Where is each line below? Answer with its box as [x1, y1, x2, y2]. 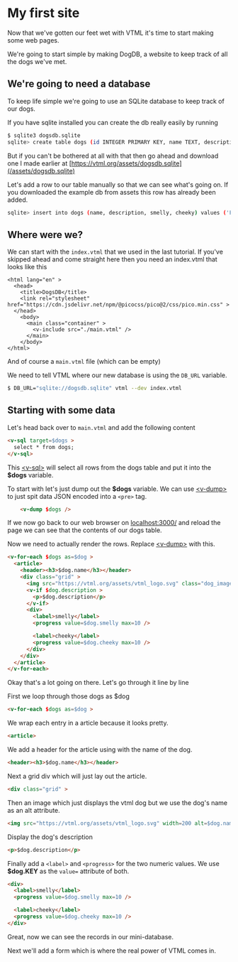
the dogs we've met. [7, 57, 67, 65]
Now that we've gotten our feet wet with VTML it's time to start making [7, 28, 214, 37]
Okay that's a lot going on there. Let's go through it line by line [7, 679, 189, 687]
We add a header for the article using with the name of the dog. [7, 745, 193, 754]
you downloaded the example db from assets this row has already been [7, 188, 216, 196]
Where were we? [7, 229, 84, 241]
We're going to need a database [7, 78, 151, 90]
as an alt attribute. [7, 806, 60, 814]
